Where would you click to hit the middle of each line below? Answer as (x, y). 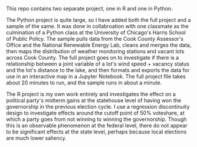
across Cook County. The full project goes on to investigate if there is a (93, 58)
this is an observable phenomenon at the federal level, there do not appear (97, 125)
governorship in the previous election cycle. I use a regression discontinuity (98, 107)
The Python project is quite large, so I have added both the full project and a (98, 20)
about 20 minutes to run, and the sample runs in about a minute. (84, 83)
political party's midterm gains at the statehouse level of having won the (94, 100)
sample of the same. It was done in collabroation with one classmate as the (97, 26)
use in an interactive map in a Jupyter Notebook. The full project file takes (96, 76)
